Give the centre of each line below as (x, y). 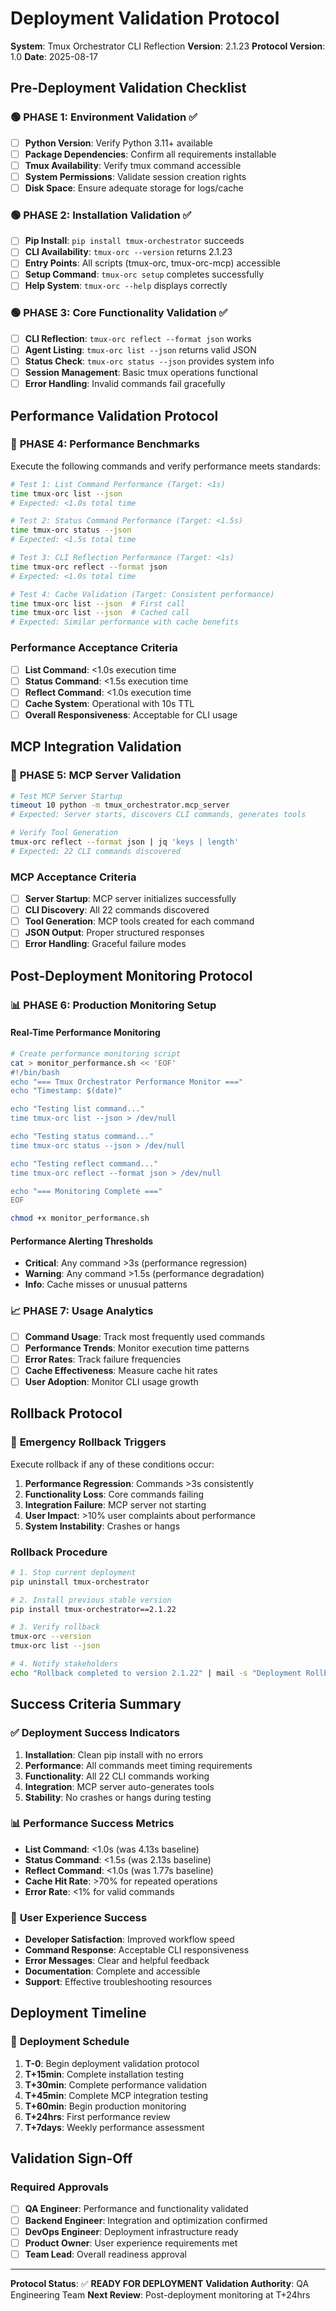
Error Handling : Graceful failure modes (105, 944)
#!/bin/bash (35, 1072)
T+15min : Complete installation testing (104, 2074)
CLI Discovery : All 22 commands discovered (117, 910)
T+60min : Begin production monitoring (105, 2106)
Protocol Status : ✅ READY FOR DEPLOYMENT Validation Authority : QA (160, 2283)
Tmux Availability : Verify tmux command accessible (133, 165)
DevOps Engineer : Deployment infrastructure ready (131, 2231)
